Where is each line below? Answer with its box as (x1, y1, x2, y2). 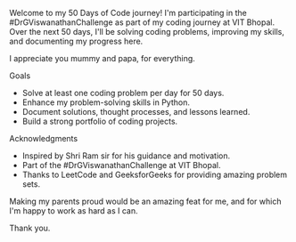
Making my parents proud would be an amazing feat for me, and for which (9, 196, 282, 206)
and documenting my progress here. (9, 36, 144, 46)
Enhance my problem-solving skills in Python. (21, 97, 190, 108)
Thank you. (9, 222, 51, 233)
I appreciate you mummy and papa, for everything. (9, 53, 196, 63)
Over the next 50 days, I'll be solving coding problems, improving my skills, (9, 27, 285, 36)
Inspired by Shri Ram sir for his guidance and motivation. (21, 150, 231, 161)
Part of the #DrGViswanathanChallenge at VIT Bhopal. (21, 160, 221, 170)
